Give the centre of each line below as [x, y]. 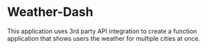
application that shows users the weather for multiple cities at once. [104, 38]
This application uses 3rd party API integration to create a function [102, 31]
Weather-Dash [50, 12]
